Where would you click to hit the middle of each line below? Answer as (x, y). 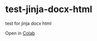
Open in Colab (20, 33)
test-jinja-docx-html (49, 9)
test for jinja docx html (28, 23)
